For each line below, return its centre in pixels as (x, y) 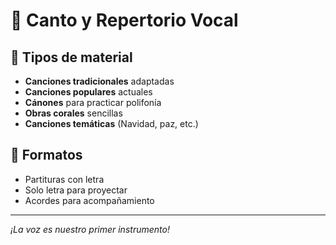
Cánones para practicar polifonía (93, 102)
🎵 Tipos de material (71, 57)
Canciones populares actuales (88, 92)
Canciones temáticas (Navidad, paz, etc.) (111, 123)
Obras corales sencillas (73, 113)
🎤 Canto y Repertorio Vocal (124, 20)
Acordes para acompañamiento (89, 200)
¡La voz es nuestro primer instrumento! (90, 229)
